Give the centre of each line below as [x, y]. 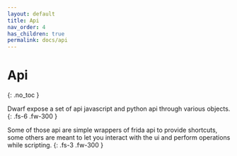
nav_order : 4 [27, 27]
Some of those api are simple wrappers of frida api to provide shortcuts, [112, 130]
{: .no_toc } [23, 95]
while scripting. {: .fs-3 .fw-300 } [56, 145]
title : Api [23, 21]
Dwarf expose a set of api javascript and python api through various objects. [119, 109]
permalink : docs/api [38, 40]
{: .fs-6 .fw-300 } [33, 116]
